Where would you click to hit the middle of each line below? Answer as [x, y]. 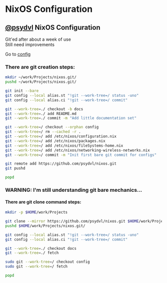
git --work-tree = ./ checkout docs [41, 248]
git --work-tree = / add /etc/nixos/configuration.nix [61, 137]
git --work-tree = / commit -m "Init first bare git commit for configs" [81, 155]
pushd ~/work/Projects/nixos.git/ [41, 82]
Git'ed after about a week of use [38, 39]
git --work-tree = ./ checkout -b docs [44, 109]
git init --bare [22, 91]
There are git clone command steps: [43, 202]
